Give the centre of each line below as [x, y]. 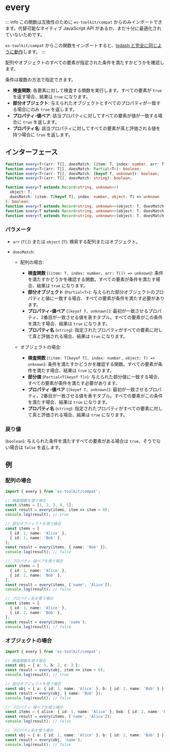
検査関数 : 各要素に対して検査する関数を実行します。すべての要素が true [87, 90]
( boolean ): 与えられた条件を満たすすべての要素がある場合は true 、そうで [81, 441]
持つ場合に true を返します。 [42, 134]
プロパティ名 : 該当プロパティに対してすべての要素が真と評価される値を [87, 128]
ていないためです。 [25, 34]
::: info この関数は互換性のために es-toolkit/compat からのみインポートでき [84, 22]
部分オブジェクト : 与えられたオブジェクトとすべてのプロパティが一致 [84, 103]
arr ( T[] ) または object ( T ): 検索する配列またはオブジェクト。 [76, 242]
